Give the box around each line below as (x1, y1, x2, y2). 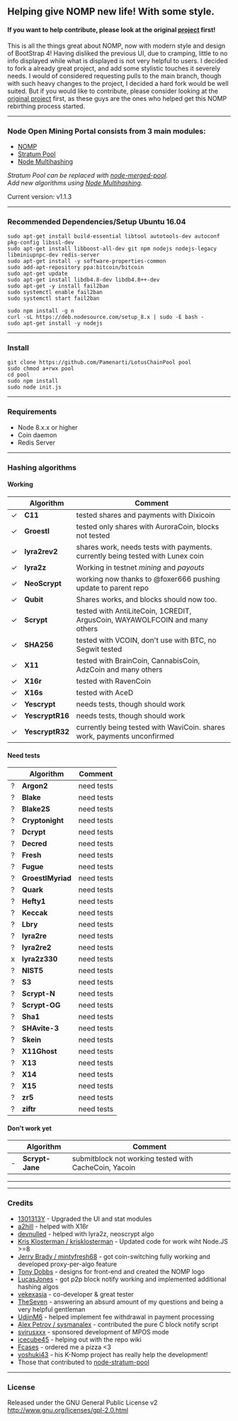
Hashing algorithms (7, 462, 76, 472)
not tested (76, 530, 110, 540)
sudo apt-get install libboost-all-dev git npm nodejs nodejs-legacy (7, 245, 217, 253)
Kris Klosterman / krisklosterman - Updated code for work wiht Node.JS (17, 1237, 228, 1246)
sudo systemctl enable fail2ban (7, 289, 103, 296)
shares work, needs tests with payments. (76, 542, 212, 552)
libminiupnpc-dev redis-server (7, 251, 100, 258)
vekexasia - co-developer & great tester (17, 1290, 135, 1298)
